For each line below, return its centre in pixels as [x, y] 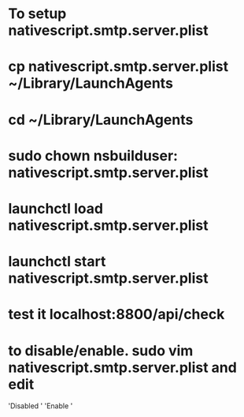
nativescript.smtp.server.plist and [123, 367]
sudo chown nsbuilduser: [93, 156]
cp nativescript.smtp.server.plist [118, 67]
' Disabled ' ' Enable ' [41, 406]
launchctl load [56, 208]
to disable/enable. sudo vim [101, 350]
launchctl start [57, 262]
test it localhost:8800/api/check [116, 315]
